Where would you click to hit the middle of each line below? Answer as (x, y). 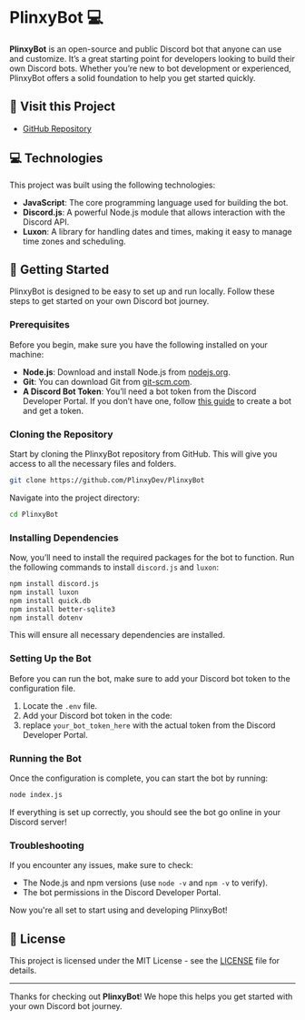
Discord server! (38, 822)
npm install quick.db (50, 601)
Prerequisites (39, 325)
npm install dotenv (46, 618)
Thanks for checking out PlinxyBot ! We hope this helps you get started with (151, 996)
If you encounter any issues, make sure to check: (101, 865)
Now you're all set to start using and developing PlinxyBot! (119, 910)
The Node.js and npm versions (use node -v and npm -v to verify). (145, 883)
